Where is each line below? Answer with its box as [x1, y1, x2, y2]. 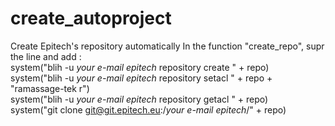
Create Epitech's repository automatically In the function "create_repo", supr [10, 40, 325, 52]
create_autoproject [10, 7, 172, 30]
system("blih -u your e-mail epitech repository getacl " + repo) [10, 93, 269, 105]
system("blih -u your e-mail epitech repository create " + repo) [10, 61, 270, 73]
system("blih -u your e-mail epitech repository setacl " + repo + [10, 72, 273, 84]
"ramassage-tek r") [10, 82, 90, 94]
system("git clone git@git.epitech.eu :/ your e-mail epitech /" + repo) [10, 103, 287, 116]
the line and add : [10, 50, 82, 62]
